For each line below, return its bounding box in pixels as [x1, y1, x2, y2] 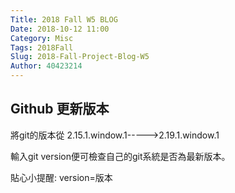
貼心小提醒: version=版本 [10, 171, 113, 183]
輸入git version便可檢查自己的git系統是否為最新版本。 [10, 150, 231, 162]
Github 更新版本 [10, 101, 110, 118]
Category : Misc [10, 33, 74, 43]
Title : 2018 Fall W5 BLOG [10, 14, 118, 25]
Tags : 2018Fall [10, 42, 74, 53]
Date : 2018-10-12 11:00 [10, 24, 110, 34]
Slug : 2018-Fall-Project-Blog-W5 [10, 52, 150, 62]
